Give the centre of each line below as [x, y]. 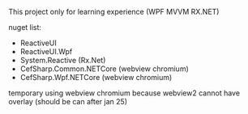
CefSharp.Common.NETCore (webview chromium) [104, 69]
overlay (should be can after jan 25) [68, 101]
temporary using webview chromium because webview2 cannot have [124, 93]
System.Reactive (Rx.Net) [63, 60]
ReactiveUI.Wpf [46, 51]
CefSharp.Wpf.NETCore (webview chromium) [96, 77]
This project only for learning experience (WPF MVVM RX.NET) [114, 12]
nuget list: [25, 27]
